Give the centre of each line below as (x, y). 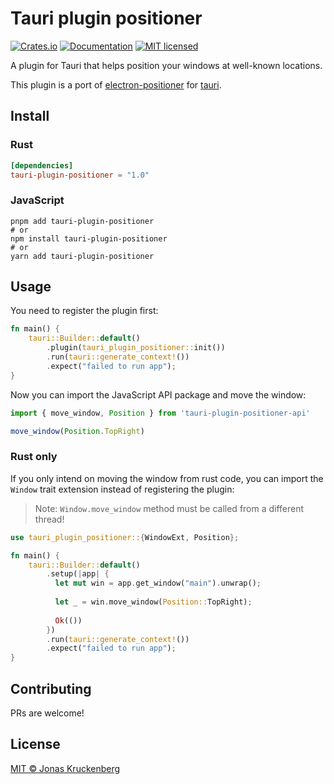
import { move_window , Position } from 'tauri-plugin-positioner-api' (160, 413)
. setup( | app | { (78, 574)
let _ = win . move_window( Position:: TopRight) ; (153, 602)
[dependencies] (42, 165)
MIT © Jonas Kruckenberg (65, 768)
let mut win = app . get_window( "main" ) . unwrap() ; (158, 583)
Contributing (51, 688)
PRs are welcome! (47, 713)
